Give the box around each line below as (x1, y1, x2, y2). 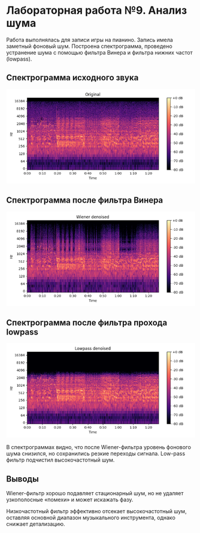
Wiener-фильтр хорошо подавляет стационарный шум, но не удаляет (6, 490, 184, 497)
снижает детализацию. (6, 520, 65, 528)
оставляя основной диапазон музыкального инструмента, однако (6, 514, 175, 522)
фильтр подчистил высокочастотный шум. (6, 456, 115, 463)
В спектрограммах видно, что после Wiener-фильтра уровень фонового (6, 444, 192, 451)
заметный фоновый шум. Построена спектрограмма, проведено (6, 43, 172, 50)
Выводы (6, 474, 39, 484)
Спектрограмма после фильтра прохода (6, 317, 168, 327)
